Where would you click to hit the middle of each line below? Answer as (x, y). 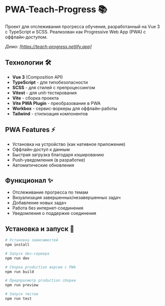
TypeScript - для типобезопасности (50, 82)
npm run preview (22, 285)
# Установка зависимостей (32, 240)
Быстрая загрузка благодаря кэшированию (58, 154)
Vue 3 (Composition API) (37, 77)
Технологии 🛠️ (28, 63)
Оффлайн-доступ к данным (41, 149)
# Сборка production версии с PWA (41, 267)
